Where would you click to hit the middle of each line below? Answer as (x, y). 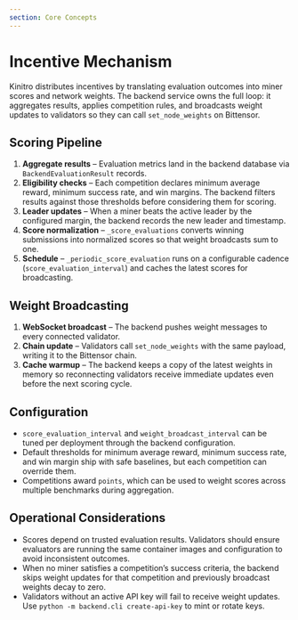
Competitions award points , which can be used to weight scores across (154, 481)
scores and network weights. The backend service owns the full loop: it (140, 95)
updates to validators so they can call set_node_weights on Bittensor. (135, 114)
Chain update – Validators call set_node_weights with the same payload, (154, 346)
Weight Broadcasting (69, 305)
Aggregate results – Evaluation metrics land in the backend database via (156, 164)
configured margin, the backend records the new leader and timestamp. (154, 221)
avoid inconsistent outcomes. (76, 559)
